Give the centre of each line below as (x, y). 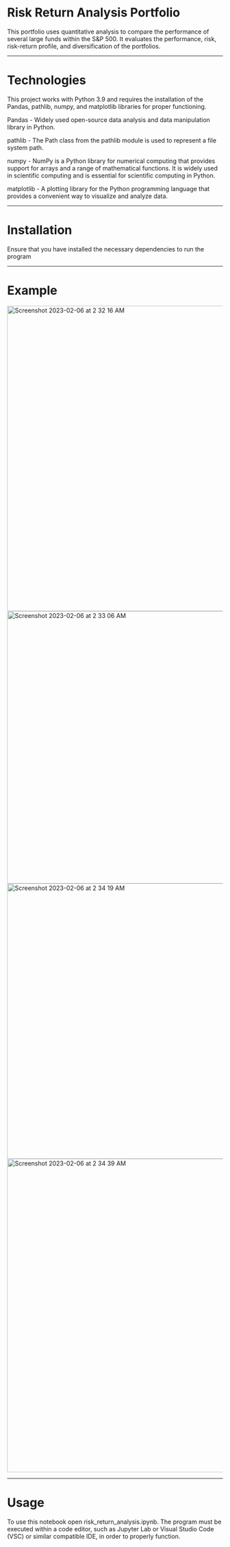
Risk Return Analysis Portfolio (93, 13)
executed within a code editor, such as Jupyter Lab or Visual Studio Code (111, 1529)
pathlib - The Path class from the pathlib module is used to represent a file (112, 140)
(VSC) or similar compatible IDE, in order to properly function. (94, 1536)
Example (32, 290)
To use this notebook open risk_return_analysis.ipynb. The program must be (114, 1522)
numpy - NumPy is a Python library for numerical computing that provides (111, 161)
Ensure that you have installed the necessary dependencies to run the (106, 249)
